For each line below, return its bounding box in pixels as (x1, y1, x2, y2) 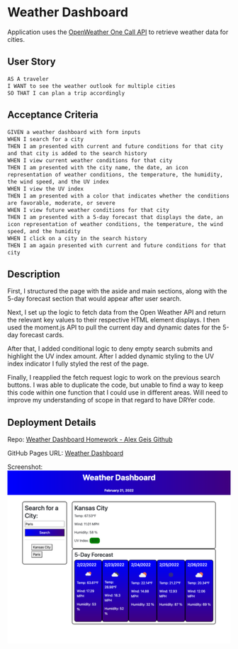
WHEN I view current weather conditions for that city (7, 157, 173, 164)
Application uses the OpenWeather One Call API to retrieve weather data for (7, 28, 229, 36)
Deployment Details (7, 416, 96, 429)
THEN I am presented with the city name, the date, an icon (7, 164, 189, 171)
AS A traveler (7, 75, 50, 82)
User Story (7, 56, 56, 68)
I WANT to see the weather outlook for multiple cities (7, 82, 176, 89)
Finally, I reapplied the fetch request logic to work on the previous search (7, 373, 221, 382)
